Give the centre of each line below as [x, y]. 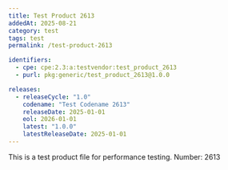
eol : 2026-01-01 [50, 119]
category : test [34, 30]
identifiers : [30, 60]
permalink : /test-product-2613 [60, 46]
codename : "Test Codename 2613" [76, 104]
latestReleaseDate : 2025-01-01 [75, 134]
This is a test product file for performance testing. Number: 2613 [114, 156]
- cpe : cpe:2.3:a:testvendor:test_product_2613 [96, 68]
